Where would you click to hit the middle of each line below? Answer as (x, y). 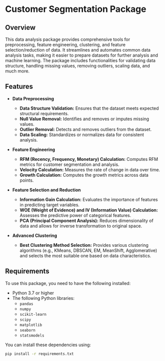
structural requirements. (44, 113)
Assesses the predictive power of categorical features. (75, 215)
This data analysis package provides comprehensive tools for (68, 39)
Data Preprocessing (33, 98)
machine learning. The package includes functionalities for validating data (80, 60)
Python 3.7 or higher (33, 293)
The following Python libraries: (43, 298)
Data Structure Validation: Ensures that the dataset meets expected (89, 108)
